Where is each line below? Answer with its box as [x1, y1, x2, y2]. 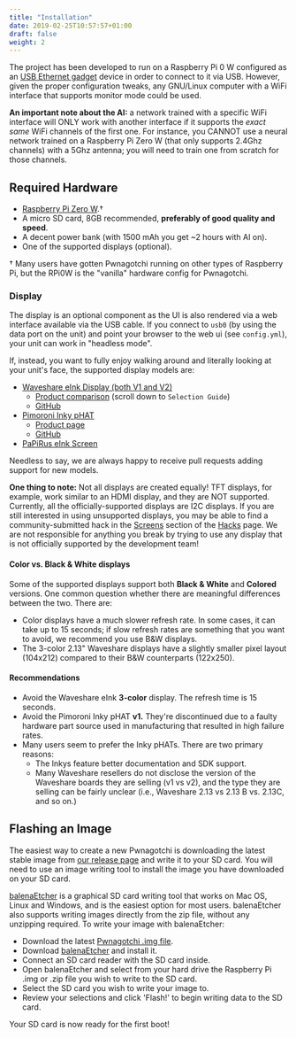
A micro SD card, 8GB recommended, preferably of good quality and [21, 213, 276, 224]
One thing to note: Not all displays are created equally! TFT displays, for [9, 482, 272, 492]
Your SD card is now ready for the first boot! [9, 1019, 171, 1029]
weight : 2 [9, 37, 46, 47]
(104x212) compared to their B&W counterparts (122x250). [21, 652, 235, 662]
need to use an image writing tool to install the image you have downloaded [9, 864, 285, 874]
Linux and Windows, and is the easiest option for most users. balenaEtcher [9, 900, 282, 910]
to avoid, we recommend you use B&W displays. [21, 633, 198, 644]
